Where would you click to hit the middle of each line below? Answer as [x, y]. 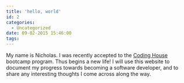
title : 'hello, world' [34, 11]
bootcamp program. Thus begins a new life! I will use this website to [88, 61]
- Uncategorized [31, 28]
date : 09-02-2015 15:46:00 [39, 33]
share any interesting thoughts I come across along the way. [79, 74]
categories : [20, 22]
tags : [13, 39]
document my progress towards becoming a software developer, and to [92, 68]
